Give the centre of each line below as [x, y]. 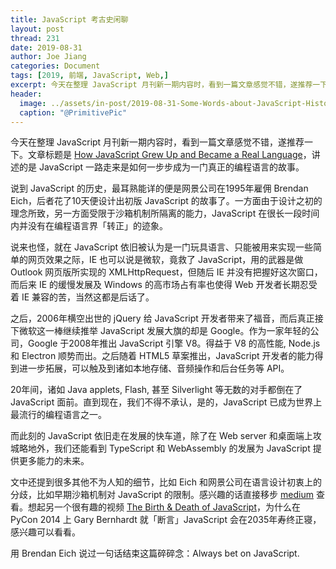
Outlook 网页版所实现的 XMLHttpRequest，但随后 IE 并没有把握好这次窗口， [166, 272]
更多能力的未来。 [54, 461]
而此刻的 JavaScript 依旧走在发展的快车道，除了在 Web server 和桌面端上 [161, 436]
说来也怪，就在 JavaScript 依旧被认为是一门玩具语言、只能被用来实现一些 [162, 247]
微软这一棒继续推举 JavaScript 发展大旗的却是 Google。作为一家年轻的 [164, 331]
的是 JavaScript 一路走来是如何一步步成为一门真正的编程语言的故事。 [161, 167]
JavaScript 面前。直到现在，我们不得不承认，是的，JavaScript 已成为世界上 [166, 402]
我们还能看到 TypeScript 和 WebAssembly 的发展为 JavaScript [182, 448]
